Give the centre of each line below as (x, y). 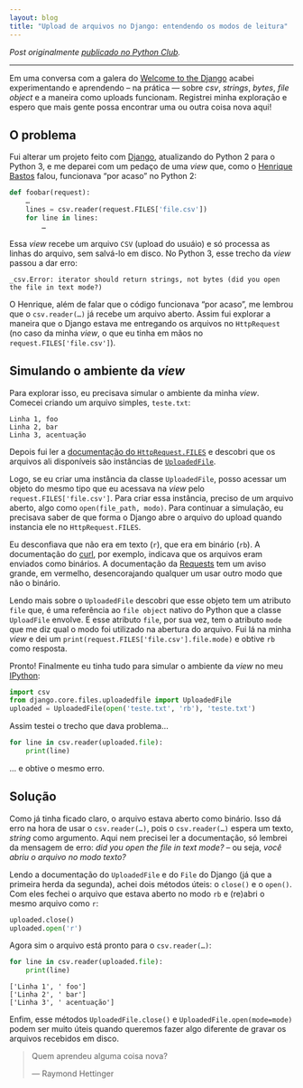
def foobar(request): (50, 193)
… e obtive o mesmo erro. (57, 768)
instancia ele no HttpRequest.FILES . (75, 526)
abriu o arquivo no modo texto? (68, 856)
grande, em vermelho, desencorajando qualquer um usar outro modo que (146, 573)
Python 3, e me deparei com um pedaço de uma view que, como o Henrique (151, 166)
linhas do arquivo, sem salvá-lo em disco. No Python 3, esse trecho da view (150, 253)
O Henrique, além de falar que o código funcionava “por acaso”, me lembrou (151, 304)
